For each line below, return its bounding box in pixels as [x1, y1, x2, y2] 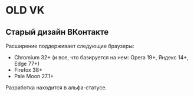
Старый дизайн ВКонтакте [5, 27, 109, 37]
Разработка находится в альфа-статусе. [5, 84, 107, 91]
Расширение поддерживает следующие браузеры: [5, 42, 134, 49]
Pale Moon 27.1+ [14, 73, 54, 79]
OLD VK [5, 4, 45, 17]
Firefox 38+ [14, 66, 42, 73]
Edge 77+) [14, 60, 40, 67]
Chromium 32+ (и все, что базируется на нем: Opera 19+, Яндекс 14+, [14, 54, 189, 61]
